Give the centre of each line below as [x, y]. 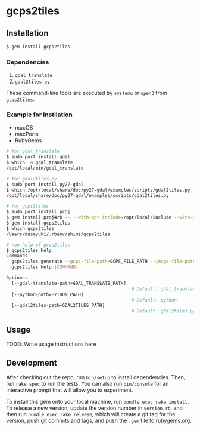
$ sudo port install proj [38, 212]
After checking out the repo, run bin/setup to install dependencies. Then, [96, 377]
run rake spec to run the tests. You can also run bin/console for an [87, 383]
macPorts [26, 134]
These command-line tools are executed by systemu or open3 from [87, 93]
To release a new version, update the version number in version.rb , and [95, 408]
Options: [17, 278]
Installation [27, 33]
